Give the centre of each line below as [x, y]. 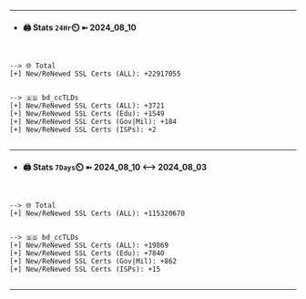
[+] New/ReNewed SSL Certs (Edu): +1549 [87, 114]
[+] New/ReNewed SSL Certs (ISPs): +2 [83, 130]
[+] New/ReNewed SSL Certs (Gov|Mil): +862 [93, 262]
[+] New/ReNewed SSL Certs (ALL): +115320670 [97, 214]
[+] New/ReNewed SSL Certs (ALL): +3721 [87, 106]
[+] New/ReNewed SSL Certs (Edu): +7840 [87, 253]
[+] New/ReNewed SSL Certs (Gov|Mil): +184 [93, 122]
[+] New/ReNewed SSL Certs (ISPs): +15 [85, 270]
